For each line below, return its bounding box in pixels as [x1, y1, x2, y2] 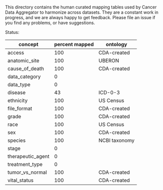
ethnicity [7, 97, 28, 104]
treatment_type [7, 161, 43, 167]
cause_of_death [7, 65, 44, 72]
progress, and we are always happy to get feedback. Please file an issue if [5, 15, 156, 20]
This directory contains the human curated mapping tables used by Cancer [5, 4, 157, 10]
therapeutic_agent [7, 153, 50, 160]
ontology [106, 41, 128, 48]
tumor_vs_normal [7, 169, 47, 176]
